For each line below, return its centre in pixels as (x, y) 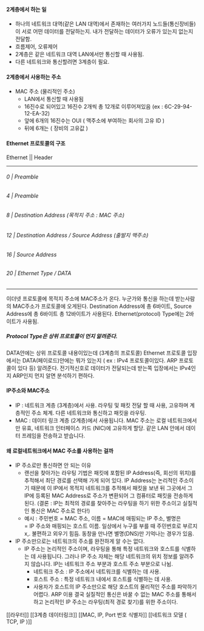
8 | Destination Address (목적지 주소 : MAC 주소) (66, 215)
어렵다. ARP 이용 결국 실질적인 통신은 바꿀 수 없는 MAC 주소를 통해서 (115, 595)
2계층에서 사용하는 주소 (34, 77)
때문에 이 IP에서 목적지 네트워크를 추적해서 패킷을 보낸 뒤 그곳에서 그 (112, 488)
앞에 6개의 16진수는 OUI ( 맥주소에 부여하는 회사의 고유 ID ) (94, 121)
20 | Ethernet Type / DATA (39, 273)
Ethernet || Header (29, 157)
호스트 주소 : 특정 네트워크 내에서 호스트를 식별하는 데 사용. (103, 579)
